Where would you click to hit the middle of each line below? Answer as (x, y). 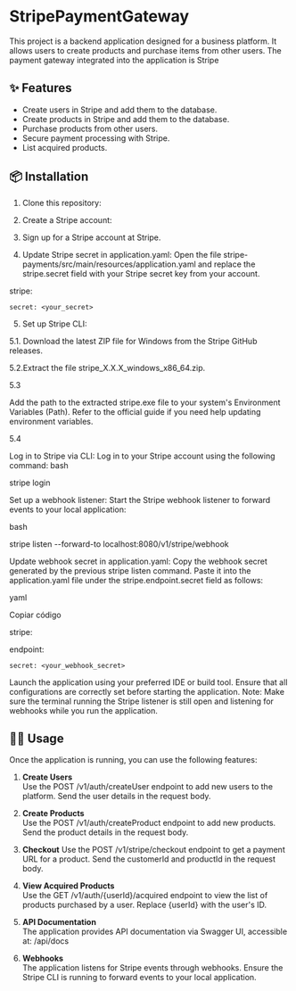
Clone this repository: (62, 202)
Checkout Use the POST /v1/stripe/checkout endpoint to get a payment (153, 850)
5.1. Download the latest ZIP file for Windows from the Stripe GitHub (133, 341)
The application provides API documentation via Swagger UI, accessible (155, 932)
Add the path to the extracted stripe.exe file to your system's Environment (145, 402)
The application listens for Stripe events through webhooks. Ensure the (152, 968)
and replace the (226, 264)
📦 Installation (49, 177)
